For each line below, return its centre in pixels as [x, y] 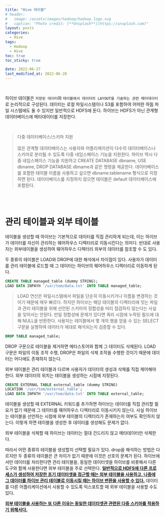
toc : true [15, 56]
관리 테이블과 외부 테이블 [52, 222]
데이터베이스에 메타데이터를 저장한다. [41, 117]
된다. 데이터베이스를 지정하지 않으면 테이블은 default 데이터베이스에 [91, 179]
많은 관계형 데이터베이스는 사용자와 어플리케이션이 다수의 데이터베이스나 [86, 148]
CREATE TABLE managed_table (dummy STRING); [51, 281]
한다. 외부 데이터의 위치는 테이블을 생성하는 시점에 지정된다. [62, 375]
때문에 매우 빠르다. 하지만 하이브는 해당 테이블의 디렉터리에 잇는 [87, 302]
